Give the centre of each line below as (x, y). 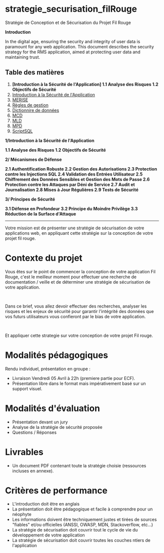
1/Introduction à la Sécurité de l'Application (50, 140)
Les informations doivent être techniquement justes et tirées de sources (84, 520)
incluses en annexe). (33, 471)
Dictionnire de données (36, 110)
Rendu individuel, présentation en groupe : (48, 369)
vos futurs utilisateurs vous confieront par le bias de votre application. (75, 316)
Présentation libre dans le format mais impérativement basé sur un (79, 383)
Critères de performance (56, 490)
